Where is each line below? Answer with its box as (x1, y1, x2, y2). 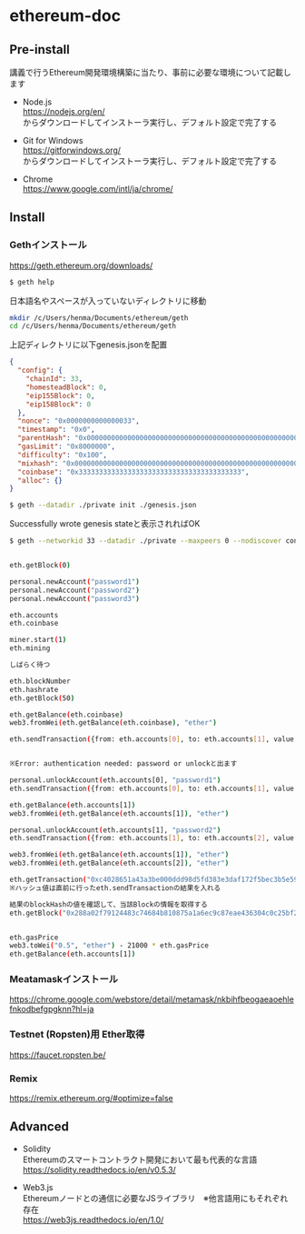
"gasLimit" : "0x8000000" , (17, 442, 116, 451)
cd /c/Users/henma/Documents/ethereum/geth (9, 322, 177, 331)
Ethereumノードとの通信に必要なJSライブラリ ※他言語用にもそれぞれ (22, 1192, 289, 1203)
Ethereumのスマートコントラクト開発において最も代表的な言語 (22, 1154, 258, 1165)
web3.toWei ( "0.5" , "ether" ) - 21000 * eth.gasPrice (9, 941, 209, 950)
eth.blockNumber (9, 677, 71, 686)
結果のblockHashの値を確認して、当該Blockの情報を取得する (9, 899, 208, 909)
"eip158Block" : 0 (25, 399, 92, 409)
